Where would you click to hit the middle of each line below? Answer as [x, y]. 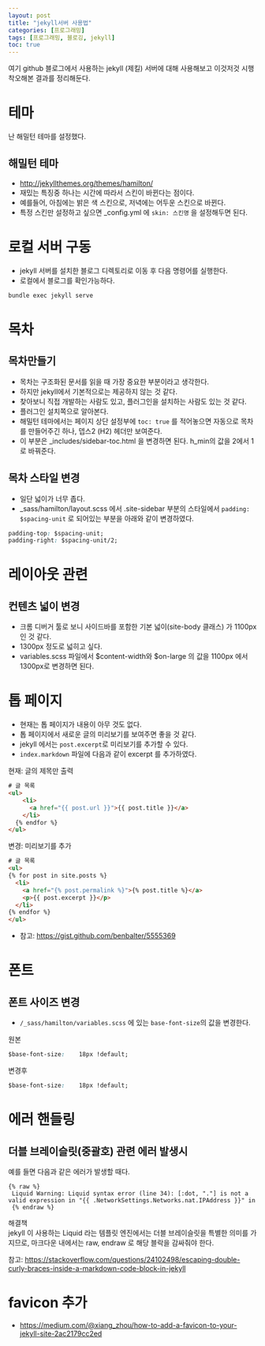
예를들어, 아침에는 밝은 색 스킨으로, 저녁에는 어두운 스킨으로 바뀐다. [123, 202]
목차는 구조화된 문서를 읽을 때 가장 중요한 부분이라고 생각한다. [114, 382]
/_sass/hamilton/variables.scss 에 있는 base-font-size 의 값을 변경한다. [135, 1023]
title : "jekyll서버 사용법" [50, 23]
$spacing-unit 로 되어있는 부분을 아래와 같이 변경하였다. [107, 518]
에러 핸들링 [42, 1120]
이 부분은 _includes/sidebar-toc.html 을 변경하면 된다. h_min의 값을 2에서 [134, 441]
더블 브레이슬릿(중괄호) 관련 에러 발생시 [98, 1151]
